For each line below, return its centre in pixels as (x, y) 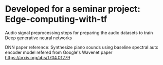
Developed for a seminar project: (73, 9)
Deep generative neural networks (38, 38)
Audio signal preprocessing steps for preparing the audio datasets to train (79, 32)
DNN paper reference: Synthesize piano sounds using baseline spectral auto (82, 47)
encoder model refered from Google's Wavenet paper (59, 52)
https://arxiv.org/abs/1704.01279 (38, 57)
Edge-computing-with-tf (56, 19)
